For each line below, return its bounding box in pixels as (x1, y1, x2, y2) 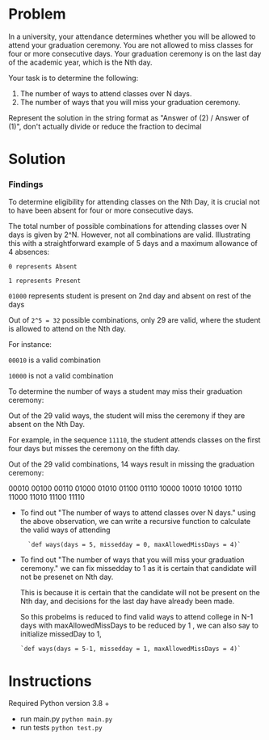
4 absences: (8, 247, 50, 257)
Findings (8, 179, 44, 190)
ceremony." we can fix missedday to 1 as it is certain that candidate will (19, 564, 257, 573)
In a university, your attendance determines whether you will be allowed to (8, 32, 256, 41)
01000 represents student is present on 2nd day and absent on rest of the (8, 291, 252, 301)
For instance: (8, 340, 53, 349)
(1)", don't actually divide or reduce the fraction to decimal (8, 121, 202, 131)
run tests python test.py (19, 723, 103, 733)
